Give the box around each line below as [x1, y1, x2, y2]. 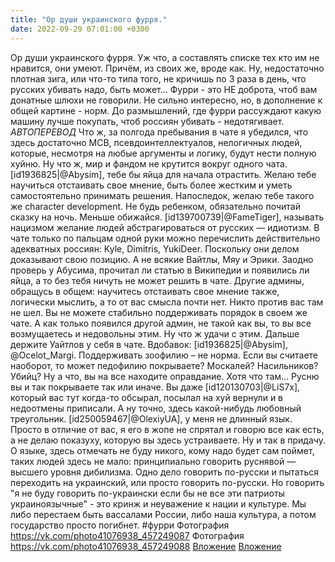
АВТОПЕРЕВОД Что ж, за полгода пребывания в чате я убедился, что [10, 126, 309, 138]
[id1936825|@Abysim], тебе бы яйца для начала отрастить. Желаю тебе [10, 168, 317, 180]
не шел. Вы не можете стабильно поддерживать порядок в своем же [10, 306, 308, 318]
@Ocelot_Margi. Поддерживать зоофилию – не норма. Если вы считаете [10, 349, 318, 361]
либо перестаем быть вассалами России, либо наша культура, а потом [10, 508, 317, 520]
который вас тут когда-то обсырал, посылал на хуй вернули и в [10, 391, 284, 403]
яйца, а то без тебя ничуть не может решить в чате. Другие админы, [10, 274, 305, 286]
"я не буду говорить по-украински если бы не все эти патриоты [10, 487, 285, 499]
